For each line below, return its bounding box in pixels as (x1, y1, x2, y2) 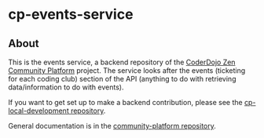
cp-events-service (8, 5, 134, 24)
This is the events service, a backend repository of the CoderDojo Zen (8, 57, 236, 67)
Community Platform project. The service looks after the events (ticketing (8, 66, 246, 75)
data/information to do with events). (8, 82, 124, 92)
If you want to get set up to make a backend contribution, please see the (8, 98, 243, 107)
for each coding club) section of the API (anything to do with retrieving (8, 74, 236, 83)
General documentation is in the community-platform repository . (8, 122, 216, 130)
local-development (8, 106, 69, 115)
